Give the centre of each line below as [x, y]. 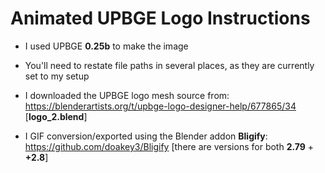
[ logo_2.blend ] [56, 116]
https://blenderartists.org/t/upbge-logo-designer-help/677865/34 [160, 106]
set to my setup [57, 76]
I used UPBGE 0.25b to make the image [106, 46]
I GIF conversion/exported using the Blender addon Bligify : [146, 136]
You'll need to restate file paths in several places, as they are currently [169, 65]
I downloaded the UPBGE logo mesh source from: [127, 95]
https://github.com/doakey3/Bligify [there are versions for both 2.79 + [169, 146]
